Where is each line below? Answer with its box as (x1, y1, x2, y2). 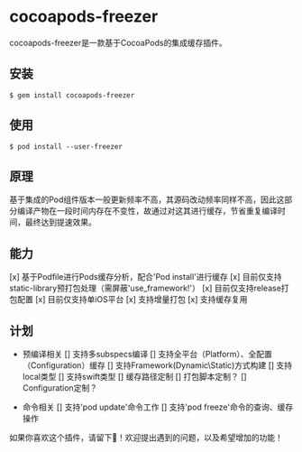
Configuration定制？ (22, 383, 97, 393)
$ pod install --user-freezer (9, 142, 124, 151)
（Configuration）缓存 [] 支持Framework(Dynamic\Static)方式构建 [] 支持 (22, 360, 293, 371)
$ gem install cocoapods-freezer (9, 90, 135, 100)
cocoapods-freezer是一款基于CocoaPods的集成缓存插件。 (9, 37, 227, 48)
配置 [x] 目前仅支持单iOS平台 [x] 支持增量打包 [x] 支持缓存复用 (16, 294, 248, 305)
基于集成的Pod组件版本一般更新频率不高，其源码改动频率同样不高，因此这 (9, 194, 285, 205)
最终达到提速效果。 (24, 217, 96, 227)
